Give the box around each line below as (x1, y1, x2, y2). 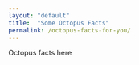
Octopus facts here (8, 48, 72, 58)
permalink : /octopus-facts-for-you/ (8, 26, 131, 34)
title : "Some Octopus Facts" (8, 19, 110, 27)
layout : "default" (8, 11, 70, 20)
